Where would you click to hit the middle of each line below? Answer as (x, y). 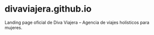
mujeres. (14, 27)
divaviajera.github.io (48, 9)
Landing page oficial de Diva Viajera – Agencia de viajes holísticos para (77, 22)
